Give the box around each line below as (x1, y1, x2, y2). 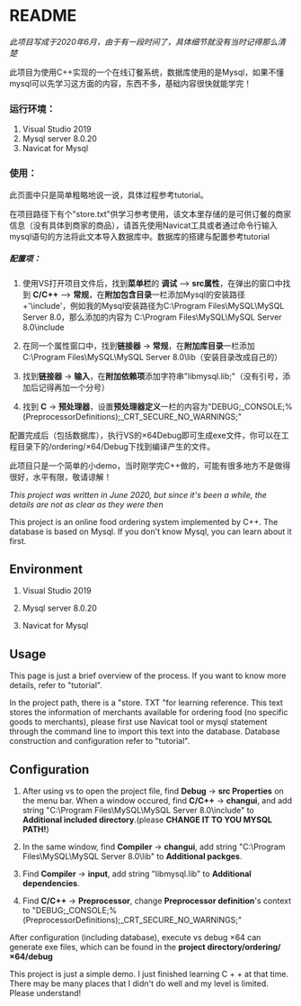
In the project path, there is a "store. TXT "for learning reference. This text (9, 697, 283, 708)
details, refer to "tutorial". (9, 680, 103, 691)
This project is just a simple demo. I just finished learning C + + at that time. (9, 968, 289, 979)
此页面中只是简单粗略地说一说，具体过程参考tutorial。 (9, 189, 208, 200)
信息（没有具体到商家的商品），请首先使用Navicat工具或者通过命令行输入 (9, 220, 279, 231)
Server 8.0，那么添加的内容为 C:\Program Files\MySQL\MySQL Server (22, 312, 282, 322)
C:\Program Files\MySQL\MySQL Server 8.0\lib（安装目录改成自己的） (22, 351, 283, 362)
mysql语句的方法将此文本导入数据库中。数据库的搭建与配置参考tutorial (9, 231, 270, 241)
